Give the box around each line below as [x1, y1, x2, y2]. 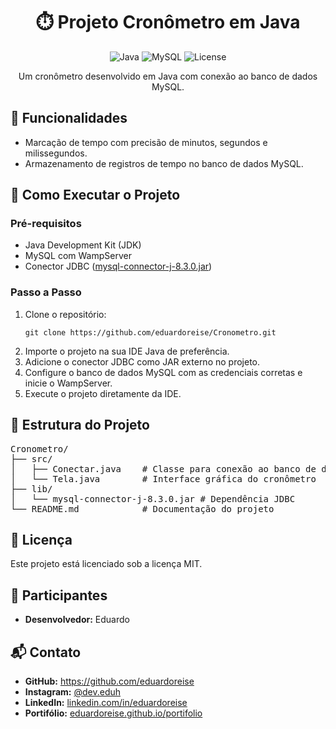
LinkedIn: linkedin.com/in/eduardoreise [24, 696, 188, 708]
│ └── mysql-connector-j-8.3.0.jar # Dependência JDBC [10, 493, 296, 504]
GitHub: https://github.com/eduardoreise [24, 675, 195, 687]
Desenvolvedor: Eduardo [24, 614, 130, 626]
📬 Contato [10, 644, 82, 661]
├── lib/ [10, 483, 53, 494]
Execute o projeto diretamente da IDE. [24, 387, 182, 399]
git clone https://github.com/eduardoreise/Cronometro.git [24, 327, 277, 338]
